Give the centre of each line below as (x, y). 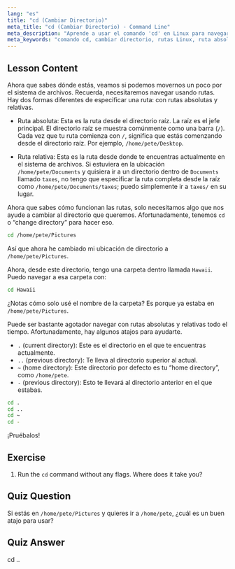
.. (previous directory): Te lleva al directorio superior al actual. (107, 360)
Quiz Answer (36, 543)
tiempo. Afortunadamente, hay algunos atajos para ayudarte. (95, 331)
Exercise (27, 457)
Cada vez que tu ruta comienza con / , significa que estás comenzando (120, 135)
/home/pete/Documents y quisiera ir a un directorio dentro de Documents (118, 171)
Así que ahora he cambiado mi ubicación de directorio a (88, 248)
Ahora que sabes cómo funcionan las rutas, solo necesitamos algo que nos (116, 207)
